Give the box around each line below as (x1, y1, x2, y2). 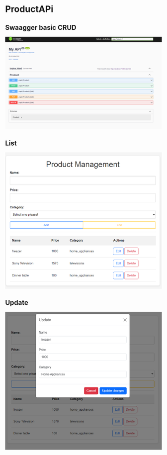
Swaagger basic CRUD (5, 23, 77, 32)
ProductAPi (5, 3, 54, 15)
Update (5, 298, 29, 307)
